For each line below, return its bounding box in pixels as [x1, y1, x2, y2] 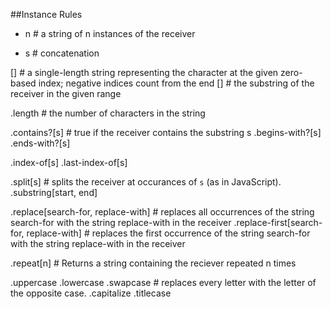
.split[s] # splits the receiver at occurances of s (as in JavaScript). [10, 176, 282, 188]
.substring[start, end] [10, 187, 98, 198]
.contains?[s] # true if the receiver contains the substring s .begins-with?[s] [10, 127, 322, 138]
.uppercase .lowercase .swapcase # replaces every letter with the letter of [10, 277, 317, 288]
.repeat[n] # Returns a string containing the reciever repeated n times [10, 257, 297, 269]
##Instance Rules [10, 9, 83, 20]
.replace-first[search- [233, 217, 323, 228]
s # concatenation [24, 47, 100, 59]
